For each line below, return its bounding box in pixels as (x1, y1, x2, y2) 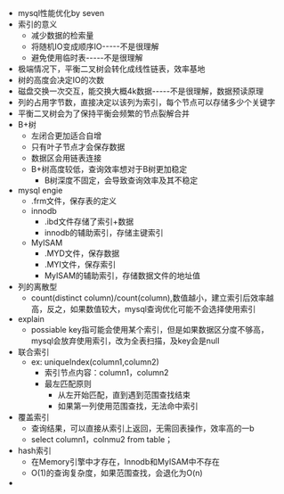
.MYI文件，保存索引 (44, 259, 117, 269)
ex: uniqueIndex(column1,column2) (30, 357, 160, 367)
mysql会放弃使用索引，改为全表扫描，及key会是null (30, 335, 220, 346)
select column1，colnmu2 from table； (30, 434, 174, 444)
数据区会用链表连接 (30, 152, 102, 163)
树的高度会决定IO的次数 (17, 75, 105, 85)
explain (17, 314, 45, 324)
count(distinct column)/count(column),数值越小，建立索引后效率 (30, 292, 267, 303)
